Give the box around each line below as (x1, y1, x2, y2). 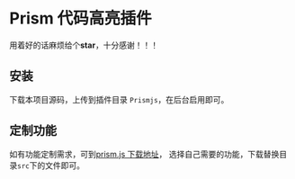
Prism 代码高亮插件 (9, 8, 153, 29)
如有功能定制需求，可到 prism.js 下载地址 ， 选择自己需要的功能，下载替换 (9, 148, 280, 159)
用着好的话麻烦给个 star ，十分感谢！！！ (9, 40, 159, 50)
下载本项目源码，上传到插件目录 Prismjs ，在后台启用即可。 (9, 94, 229, 104)
